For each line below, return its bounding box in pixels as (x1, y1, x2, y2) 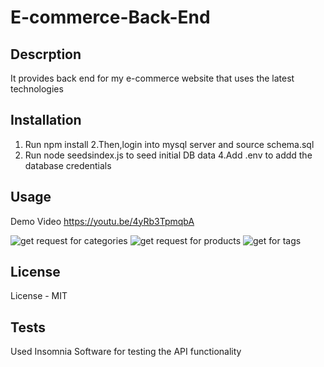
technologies (10, 83, 64, 95)
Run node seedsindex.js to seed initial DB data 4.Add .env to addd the (24, 149, 313, 161)
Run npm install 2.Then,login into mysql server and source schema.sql (24, 138, 315, 150)
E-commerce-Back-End (10, 6, 211, 29)
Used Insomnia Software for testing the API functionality (10, 346, 242, 358)
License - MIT (10, 290, 68, 302)
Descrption (10, 46, 82, 63)
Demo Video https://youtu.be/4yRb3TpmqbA (10, 215, 195, 227)
